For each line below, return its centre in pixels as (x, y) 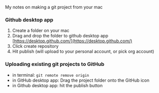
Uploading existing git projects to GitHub (55, 64)
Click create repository (35, 46)
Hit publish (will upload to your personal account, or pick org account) (83, 52)
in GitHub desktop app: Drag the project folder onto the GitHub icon (81, 80)
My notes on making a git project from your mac (54, 7)
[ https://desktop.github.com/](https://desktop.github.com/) (72, 41)
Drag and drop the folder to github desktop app (60, 36)
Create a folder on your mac (41, 31)
